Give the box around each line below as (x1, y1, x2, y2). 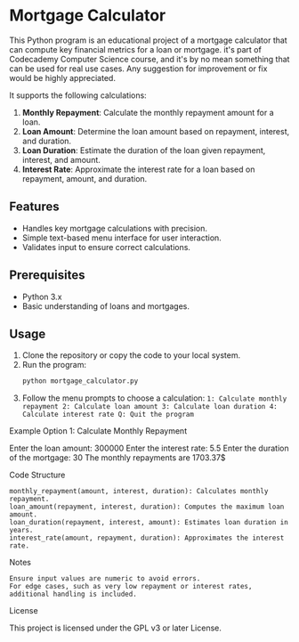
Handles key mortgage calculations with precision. (21, 223, 207, 233)
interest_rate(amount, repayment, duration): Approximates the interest (9, 533, 285, 543)
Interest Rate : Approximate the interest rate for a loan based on (21, 164, 255, 175)
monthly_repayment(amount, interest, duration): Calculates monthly (9, 487, 269, 496)
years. (9, 526, 34, 535)
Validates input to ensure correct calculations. (21, 241, 191, 252)
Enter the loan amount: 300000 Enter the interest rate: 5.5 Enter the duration (9, 443, 289, 454)
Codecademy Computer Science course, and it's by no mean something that (9, 53, 290, 64)
